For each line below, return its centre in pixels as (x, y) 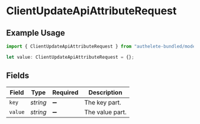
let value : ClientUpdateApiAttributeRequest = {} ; (70, 57)
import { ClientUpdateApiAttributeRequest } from (69, 46)
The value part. (105, 112)
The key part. (103, 102)
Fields (18, 76)
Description (105, 92)
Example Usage (36, 33)
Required (65, 92)
